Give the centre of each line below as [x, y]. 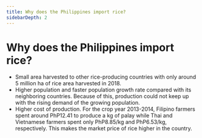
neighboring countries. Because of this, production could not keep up [102, 96]
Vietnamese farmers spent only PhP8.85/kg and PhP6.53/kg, [91, 122]
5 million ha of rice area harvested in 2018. [68, 84]
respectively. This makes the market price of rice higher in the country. [103, 128]
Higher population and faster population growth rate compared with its [103, 90]
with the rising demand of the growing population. [78, 103]
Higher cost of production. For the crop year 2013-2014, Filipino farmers [105, 109]
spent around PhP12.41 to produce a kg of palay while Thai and [94, 116]
